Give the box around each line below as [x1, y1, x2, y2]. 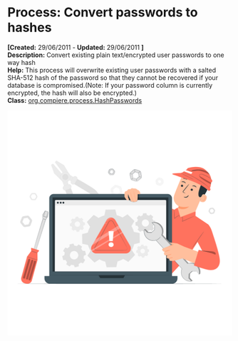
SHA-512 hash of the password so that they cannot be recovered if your [7, 73, 219, 82]
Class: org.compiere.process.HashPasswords [7, 96, 143, 104]
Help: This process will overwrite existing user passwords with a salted [7, 66, 217, 74]
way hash [7, 58, 36, 66]
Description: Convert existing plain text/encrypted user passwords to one [7, 51, 224, 59]
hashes [7, 19, 52, 36]
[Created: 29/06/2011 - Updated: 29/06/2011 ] [7, 43, 144, 51]
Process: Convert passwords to [7, 4, 198, 21]
